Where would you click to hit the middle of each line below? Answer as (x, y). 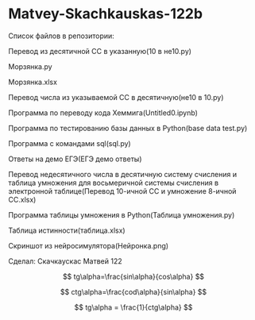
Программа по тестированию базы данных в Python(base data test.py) (128, 128)
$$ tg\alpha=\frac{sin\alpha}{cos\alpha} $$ (133, 276)
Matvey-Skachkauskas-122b (106, 14)
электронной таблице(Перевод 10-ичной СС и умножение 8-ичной (122, 191)
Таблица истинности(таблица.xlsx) (67, 230)
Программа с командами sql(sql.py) (70, 143)
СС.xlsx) (22, 199)
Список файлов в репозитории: (62, 36)
